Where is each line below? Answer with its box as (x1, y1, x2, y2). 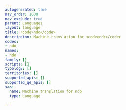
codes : (5, 39, 19, 44)
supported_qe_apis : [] (5, 80, 51, 85)
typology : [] (5, 66, 32, 71)
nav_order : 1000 (5, 12, 38, 17)
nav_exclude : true (5, 16, 42, 21)
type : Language (9, 93, 41, 98)
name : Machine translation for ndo (9, 89, 82, 94)
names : (5, 48, 19, 53)
